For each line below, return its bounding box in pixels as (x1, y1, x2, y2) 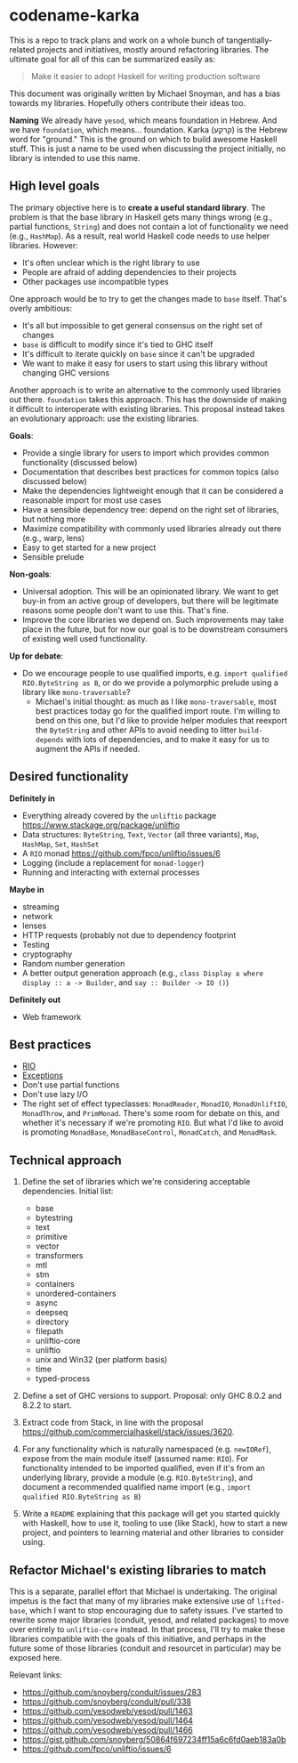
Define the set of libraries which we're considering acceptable (21, 1177, 251, 1187)
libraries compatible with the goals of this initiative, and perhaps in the (9, 1634, 267, 1644)
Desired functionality (9, 769, 129, 784)
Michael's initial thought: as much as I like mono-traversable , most (35, 696, 278, 707)
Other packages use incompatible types (21, 276, 169, 287)
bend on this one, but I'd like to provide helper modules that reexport (35, 715, 287, 725)
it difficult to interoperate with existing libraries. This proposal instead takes (9, 403, 286, 414)
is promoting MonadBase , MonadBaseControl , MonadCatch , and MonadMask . (21, 1127, 278, 1137)
